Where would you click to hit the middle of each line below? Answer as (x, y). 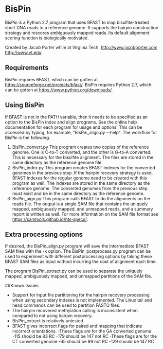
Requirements (27, 68)
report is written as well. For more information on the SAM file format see (85, 214)
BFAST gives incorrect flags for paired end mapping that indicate (77, 326)
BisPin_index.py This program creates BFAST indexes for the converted (83, 167)
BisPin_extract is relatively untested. (48, 321)
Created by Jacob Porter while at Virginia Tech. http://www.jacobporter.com (81, 47)
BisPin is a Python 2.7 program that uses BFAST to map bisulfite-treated (77, 22)
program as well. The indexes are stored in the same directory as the (81, 183)
